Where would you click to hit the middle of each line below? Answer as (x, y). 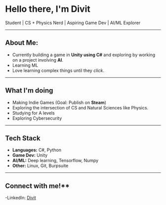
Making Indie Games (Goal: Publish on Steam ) (59, 102)
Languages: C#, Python (37, 150)
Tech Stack (23, 138)
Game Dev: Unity (30, 155)
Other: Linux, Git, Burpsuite (40, 166)
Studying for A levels (34, 113)
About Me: (22, 43)
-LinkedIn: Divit (21, 198)
